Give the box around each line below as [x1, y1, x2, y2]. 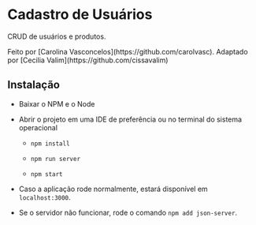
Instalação [7, 78, 61, 92]
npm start [30, 170, 64, 178]
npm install [30, 140, 70, 148]
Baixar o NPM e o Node [18, 99, 95, 108]
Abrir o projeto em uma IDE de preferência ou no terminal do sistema [18, 114, 242, 124]
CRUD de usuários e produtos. [7, 32, 106, 41]
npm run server [30, 155, 80, 163]
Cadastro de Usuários [7, 6, 153, 24]
